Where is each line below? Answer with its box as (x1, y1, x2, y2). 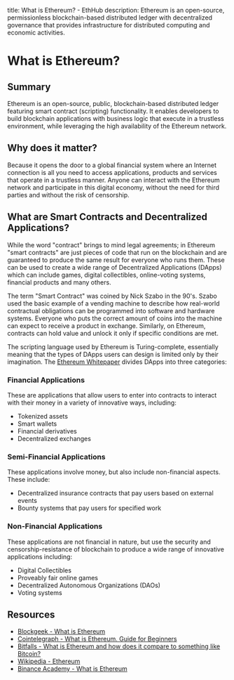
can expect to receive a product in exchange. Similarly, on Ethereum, (7, 321, 206, 329)
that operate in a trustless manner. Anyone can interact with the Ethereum (7, 176, 220, 184)
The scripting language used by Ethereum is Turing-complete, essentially (7, 342, 219, 351)
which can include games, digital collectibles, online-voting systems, (7, 270, 206, 279)
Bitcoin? (17, 650, 41, 658)
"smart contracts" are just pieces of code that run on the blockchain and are (7, 248, 228, 256)
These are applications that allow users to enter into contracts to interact (7, 391, 217, 399)
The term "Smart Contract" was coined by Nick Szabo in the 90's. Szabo (7, 292, 217, 300)
